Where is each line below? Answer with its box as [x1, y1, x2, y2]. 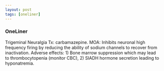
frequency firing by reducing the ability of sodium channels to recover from [5, 44, 158, 50]
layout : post [5, 7, 32, 12]
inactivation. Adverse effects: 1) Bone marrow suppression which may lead [5, 50, 156, 56]
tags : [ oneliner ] [5, 12, 41, 17]
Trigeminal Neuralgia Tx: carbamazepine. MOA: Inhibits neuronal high [5, 39, 146, 45]
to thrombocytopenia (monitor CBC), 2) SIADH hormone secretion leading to [5, 55, 160, 61]
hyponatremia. [5, 60, 34, 66]
